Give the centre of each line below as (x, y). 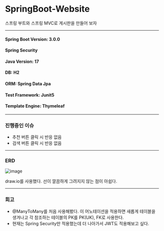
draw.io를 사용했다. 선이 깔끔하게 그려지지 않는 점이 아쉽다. (61, 181)
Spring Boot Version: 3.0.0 (32, 39)
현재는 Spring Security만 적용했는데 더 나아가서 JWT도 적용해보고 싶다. (81, 223)
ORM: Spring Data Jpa (28, 83)
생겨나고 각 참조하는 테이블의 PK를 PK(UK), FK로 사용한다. (68, 217)
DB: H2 (12, 73)
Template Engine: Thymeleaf (35, 106)
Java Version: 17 (22, 61)
